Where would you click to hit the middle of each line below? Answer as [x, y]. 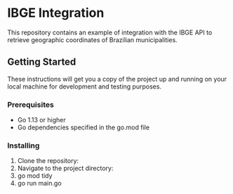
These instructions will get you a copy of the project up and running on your [117, 79]
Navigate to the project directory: [65, 168]
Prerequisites [31, 105]
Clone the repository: [48, 161]
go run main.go [39, 183]
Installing [24, 145]
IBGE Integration [56, 13]
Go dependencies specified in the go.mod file [83, 127]
